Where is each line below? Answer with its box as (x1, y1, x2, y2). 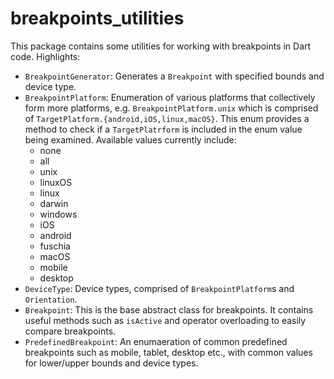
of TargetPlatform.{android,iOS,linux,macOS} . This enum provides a (24, 112, 310, 124)
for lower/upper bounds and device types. (24, 357, 199, 369)
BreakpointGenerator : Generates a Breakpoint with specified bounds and (24, 70, 325, 82)
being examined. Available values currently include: (24, 133, 237, 146)
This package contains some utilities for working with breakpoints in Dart (10, 40, 312, 52)
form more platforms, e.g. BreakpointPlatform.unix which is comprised (24, 102, 319, 114)
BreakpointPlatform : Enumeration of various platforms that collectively (24, 91, 316, 103)
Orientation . (24, 293, 78, 305)
